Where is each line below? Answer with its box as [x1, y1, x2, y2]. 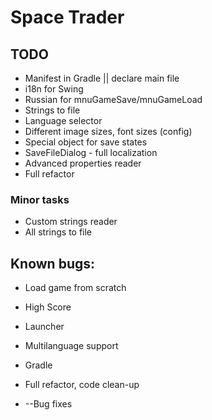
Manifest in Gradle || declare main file [24, 72, 180, 84]
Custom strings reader [24, 216, 118, 228]
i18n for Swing [24, 83, 84, 95]
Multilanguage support [24, 340, 119, 352]
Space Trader [10, 6, 125, 29]
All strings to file [24, 226, 93, 238]
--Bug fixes [24, 398, 73, 410]
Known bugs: [10, 255, 96, 272]
